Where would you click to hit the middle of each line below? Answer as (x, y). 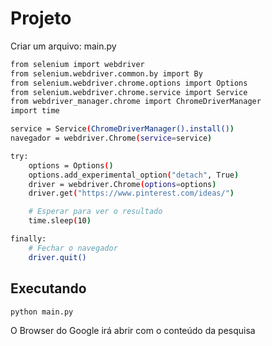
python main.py (42, 312)
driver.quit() (57, 257)
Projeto (41, 18)
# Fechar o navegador (73, 248)
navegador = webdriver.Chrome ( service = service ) (111, 138)
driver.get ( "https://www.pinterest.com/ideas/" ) (131, 193)
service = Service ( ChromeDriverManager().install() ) (122, 129)
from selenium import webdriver (77, 64)
